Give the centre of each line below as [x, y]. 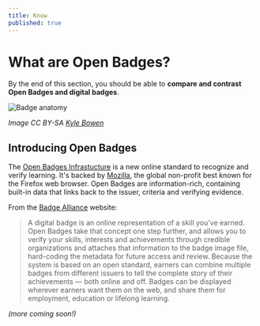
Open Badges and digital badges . [64, 93]
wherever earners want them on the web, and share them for [127, 290]
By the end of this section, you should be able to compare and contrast [125, 84]
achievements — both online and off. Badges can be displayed [129, 282]
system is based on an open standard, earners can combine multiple [139, 265]
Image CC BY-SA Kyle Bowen [56, 123]
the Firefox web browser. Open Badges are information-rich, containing [124, 184]
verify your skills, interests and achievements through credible [129, 240]
